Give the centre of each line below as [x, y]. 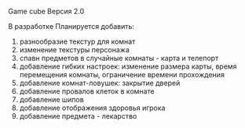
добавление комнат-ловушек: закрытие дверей [100, 83]
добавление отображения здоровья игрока [92, 108]
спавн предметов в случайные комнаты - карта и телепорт [119, 58]
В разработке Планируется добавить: [71, 26]
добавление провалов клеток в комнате [87, 91]
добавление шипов [51, 100]
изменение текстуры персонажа [74, 50]
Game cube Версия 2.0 [46, 11]
